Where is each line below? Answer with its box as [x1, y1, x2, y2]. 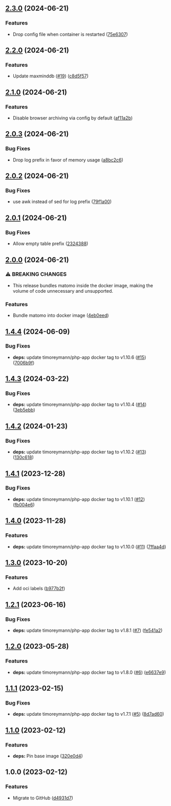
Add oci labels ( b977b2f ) [12, 586, 66, 592]
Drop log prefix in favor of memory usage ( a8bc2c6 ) [12, 156, 124, 163]
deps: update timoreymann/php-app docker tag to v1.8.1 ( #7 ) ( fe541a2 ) [12, 627, 163, 633]
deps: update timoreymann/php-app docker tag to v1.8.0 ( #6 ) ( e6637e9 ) [12, 669, 166, 675]
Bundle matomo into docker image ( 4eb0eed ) [12, 312, 109, 318]
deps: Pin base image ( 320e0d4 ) [12, 753, 83, 759]
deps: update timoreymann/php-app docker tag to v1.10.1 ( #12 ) [12, 496, 145, 502]
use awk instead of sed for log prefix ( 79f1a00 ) [12, 198, 112, 205]
